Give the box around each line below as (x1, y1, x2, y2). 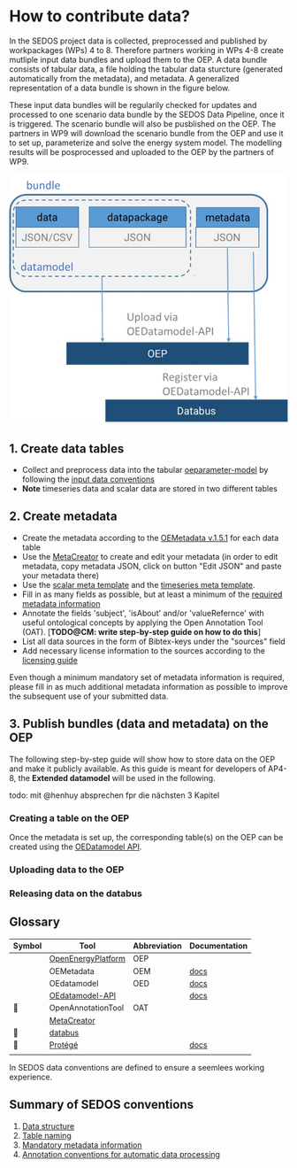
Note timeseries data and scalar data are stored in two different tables (21, 483, 278, 493)
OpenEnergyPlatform (49, 954, 126, 964)
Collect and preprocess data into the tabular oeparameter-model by (21, 464, 269, 475)
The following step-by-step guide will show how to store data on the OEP (9, 754, 276, 764)
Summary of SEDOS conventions (9, 1097, 194, 1112)
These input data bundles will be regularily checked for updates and (9, 99, 257, 110)
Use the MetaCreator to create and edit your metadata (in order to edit (21, 551, 278, 561)
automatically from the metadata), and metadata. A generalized (9, 73, 240, 83)
